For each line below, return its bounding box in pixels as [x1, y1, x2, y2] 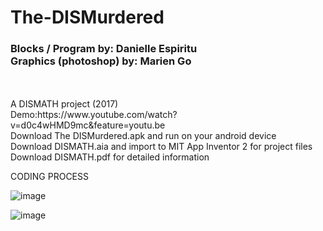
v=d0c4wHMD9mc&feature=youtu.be [10, 119, 166, 131]
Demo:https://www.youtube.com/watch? [10, 109, 178, 121]
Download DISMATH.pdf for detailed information [10, 151, 210, 163]
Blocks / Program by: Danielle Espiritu [10, 42, 198, 56]
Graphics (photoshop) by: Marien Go [10, 54, 192, 68]
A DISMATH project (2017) [10, 98, 119, 110]
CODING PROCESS [10, 171, 89, 183]
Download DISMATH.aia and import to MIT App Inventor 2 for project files [10, 141, 313, 153]
